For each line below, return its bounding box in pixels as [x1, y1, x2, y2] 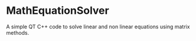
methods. [6, 29, 30, 36]
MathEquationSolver [6, 4, 109, 17]
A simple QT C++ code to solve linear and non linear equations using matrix [6, 23, 190, 30]
